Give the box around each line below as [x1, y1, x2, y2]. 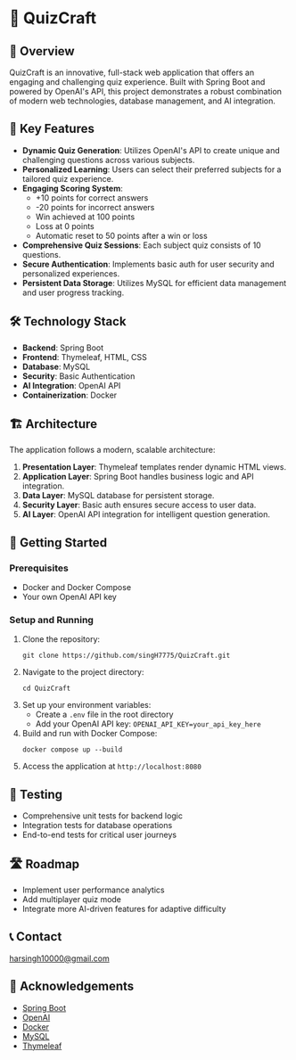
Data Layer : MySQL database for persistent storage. [21, 490, 215, 501]
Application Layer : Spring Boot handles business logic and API [21, 472, 254, 482]
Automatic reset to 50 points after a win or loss [35, 230, 208, 241]
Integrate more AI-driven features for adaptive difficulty [21, 904, 226, 915]
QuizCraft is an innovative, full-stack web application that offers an [9, 67, 255, 78]
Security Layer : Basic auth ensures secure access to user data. [21, 499, 257, 511]
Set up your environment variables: [21, 700, 152, 711]
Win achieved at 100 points [35, 211, 136, 222]
